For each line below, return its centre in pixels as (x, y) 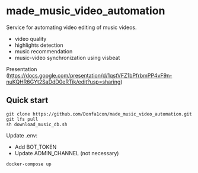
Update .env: (22, 135)
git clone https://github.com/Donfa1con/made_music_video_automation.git (99, 114)
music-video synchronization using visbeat (67, 57)
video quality (31, 39)
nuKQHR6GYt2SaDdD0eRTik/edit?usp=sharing (63, 82)
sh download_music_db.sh (37, 124)
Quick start (27, 100)
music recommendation (44, 51)
